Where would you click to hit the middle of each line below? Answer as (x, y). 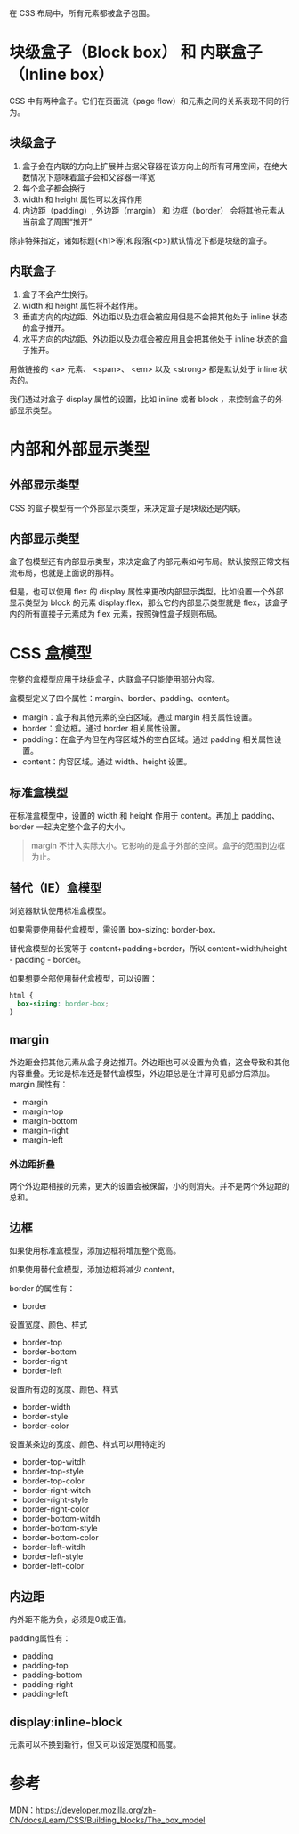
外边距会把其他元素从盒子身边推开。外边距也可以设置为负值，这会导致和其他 (149, 1062)
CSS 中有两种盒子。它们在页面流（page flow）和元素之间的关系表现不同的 (145, 101)
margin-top (43, 1111)
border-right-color (56, 1509)
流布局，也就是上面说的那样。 (64, 573)
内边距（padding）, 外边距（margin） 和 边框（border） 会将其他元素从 (153, 210)
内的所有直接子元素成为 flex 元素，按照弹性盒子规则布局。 (116, 614)
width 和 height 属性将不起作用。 (82, 305)
